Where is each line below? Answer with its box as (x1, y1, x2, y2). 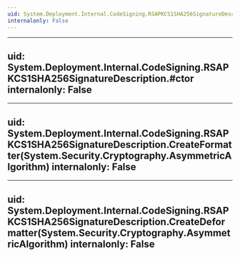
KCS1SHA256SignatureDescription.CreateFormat (7, 138, 232, 151)
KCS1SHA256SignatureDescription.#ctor (7, 72, 194, 84)
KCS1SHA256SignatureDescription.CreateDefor (7, 216, 226, 228)
